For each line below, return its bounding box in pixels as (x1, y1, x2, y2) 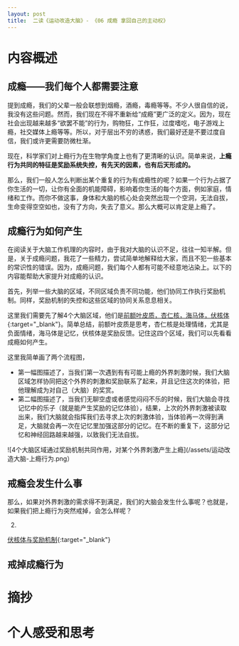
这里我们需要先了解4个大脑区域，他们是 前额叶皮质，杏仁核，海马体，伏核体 (7, 311, 230, 320)
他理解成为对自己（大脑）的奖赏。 (17, 386, 118, 395)
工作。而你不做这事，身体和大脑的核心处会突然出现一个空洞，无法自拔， (19, 193, 232, 202)
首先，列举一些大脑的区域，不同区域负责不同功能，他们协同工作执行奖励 (7, 287, 219, 296)
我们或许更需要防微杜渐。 (19, 136, 95, 145)
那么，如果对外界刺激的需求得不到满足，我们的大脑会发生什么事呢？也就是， (7, 498, 232, 506)
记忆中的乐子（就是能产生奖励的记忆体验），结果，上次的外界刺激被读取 (17, 404, 227, 412)
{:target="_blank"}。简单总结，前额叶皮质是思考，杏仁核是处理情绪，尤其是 (7, 320, 229, 328)
